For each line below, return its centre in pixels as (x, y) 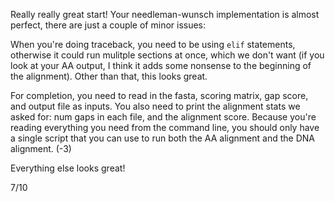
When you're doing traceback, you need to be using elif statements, (153, 44)
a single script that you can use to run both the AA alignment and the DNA (162, 138)
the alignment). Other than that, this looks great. (109, 76)
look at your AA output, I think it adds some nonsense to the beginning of (161, 65)
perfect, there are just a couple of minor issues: (108, 25)
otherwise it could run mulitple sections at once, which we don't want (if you (167, 55)
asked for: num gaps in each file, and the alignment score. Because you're (163, 117)
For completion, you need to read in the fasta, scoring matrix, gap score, (159, 95)
